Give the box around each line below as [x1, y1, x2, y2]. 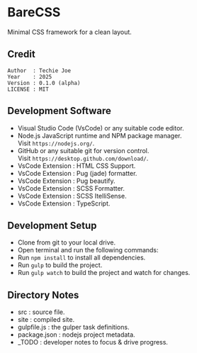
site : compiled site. [17, 315, 75, 324]
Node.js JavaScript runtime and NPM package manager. [17, 131, 182, 140]
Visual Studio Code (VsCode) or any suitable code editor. [17, 123, 184, 132]
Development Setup [7, 219, 97, 231]
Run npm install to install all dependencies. [17, 253, 146, 262]
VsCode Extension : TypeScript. [17, 199, 111, 208]
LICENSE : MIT [7, 86, 50, 93]
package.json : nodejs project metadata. [17, 330, 136, 339]
